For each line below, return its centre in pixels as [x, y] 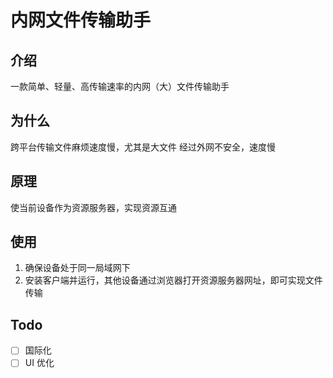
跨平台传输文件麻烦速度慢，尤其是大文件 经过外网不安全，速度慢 [143, 147]
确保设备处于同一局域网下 [77, 268]
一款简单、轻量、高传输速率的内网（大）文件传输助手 [120, 86]
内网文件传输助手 [81, 20]
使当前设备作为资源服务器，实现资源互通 [93, 207]
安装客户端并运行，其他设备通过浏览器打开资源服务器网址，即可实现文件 [173, 280]
